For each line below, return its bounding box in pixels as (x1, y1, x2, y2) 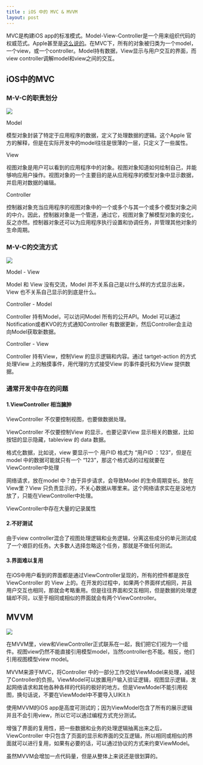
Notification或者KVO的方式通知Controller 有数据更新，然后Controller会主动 (6, 320, 192, 328)
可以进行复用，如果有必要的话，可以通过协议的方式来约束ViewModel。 (16, 740, 193, 747)
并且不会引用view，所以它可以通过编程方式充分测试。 (6, 711, 140, 718)
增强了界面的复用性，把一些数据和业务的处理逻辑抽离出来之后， (6, 724, 165, 732)
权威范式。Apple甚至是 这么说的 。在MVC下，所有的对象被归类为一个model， (6, 39, 197, 47)
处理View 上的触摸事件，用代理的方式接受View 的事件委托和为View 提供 (6, 360, 185, 368)
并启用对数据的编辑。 (6, 179, 59, 187)
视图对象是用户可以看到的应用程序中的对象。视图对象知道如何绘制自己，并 (6, 164, 192, 171)
